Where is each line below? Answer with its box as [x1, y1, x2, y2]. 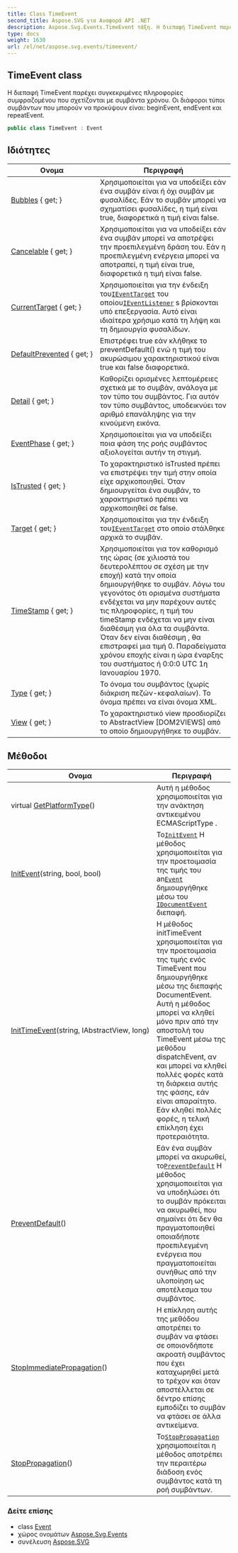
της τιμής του [156, 865, 202, 875]
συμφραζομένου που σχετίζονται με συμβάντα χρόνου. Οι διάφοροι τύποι [7, 96, 225, 104]
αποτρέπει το [156, 1323, 201, 1333]
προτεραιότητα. [156, 1132, 210, 1142]
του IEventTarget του [100, 288, 169, 298]
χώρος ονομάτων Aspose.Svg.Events [17, 1530, 127, 1538]
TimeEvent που [156, 964, 207, 974]
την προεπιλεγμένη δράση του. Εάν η [100, 241, 226, 251]
